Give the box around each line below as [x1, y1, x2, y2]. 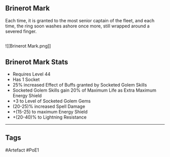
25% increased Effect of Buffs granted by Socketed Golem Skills [12, 82, 147, 88]
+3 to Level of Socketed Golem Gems [12, 98, 91, 104]
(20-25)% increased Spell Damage [12, 103, 86, 109]
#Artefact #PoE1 [5, 147, 39, 153]
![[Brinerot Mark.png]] [5, 43, 51, 49]
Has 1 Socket [12, 76, 40, 83]
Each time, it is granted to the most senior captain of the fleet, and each [5, 17, 155, 23]
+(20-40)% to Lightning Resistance [12, 114, 87, 121]
